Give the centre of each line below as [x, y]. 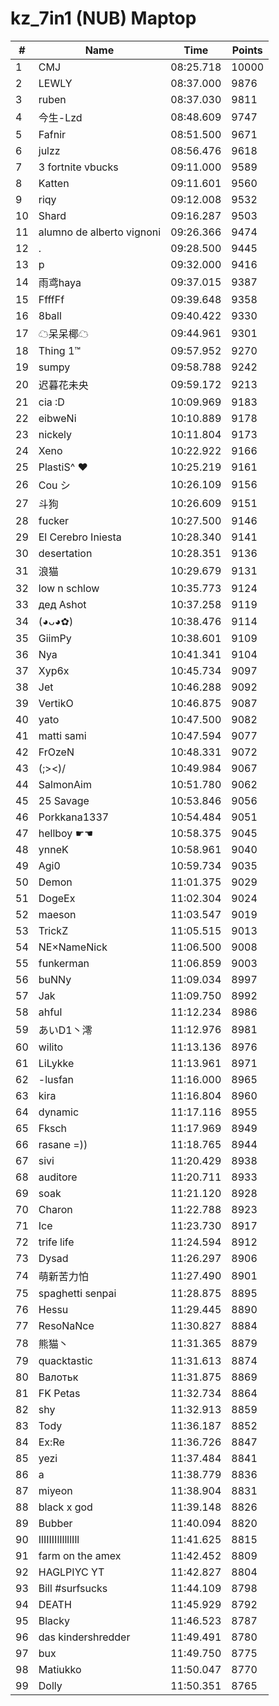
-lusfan [56, 1079]
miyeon [55, 1490]
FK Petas [59, 1393]
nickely [55, 434]
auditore [58, 1177]
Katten [54, 183]
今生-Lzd [60, 117]
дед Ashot [62, 604]
